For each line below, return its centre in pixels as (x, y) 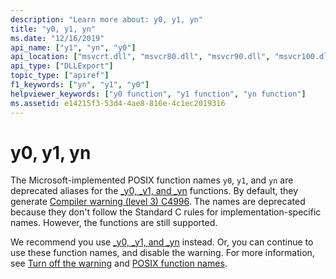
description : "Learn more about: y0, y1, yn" (106, 19)
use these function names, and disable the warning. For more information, (162, 253)
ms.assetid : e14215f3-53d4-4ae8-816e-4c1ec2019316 (118, 103)
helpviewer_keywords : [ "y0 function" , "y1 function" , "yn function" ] (158, 94)
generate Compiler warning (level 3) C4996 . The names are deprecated (158, 202)
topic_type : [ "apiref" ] (60, 76)
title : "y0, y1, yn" (53, 29)
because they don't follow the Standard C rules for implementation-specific (166, 212)
